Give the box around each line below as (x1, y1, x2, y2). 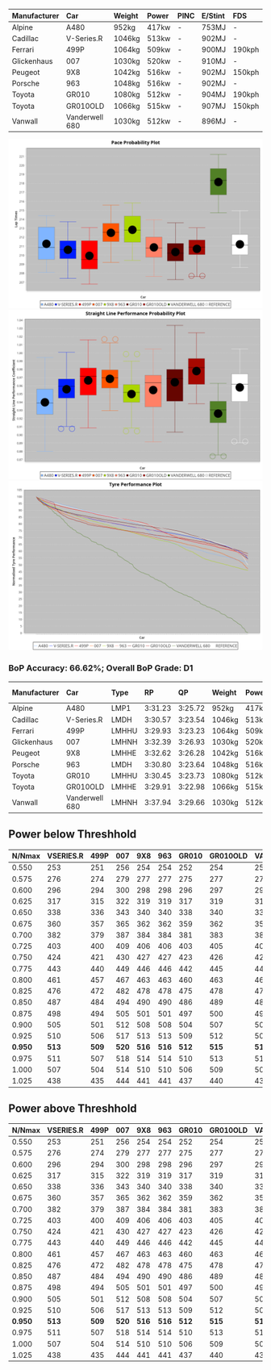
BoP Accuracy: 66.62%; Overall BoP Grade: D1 (8, 662, 194, 674)
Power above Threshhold (8, 1102, 137, 1116)
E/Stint (201, 10, 226, 20)
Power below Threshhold (8, 828, 137, 842)
